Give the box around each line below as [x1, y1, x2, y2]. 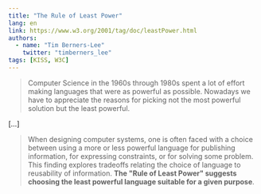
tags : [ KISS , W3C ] [8, 57, 69, 65]
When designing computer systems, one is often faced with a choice [27, 134, 253, 144]
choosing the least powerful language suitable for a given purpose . [27, 176, 255, 186]
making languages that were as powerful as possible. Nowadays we [27, 86, 251, 96]
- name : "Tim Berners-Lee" [15, 42, 105, 49]
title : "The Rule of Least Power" [8, 11, 123, 20]
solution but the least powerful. [27, 103, 130, 113]
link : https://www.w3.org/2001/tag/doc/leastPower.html [8, 26, 197, 34]
